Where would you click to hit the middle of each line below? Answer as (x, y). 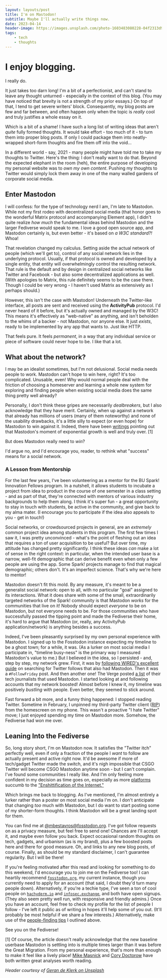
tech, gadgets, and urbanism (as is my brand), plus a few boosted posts (79, 842)
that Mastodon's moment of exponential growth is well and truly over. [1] (79, 432)
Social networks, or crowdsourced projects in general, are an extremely (78, 527)
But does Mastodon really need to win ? (45, 442)
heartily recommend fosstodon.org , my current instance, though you (75, 878)
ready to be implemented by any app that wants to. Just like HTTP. (73, 326)
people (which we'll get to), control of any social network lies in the (74, 253)
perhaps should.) (23, 290)
